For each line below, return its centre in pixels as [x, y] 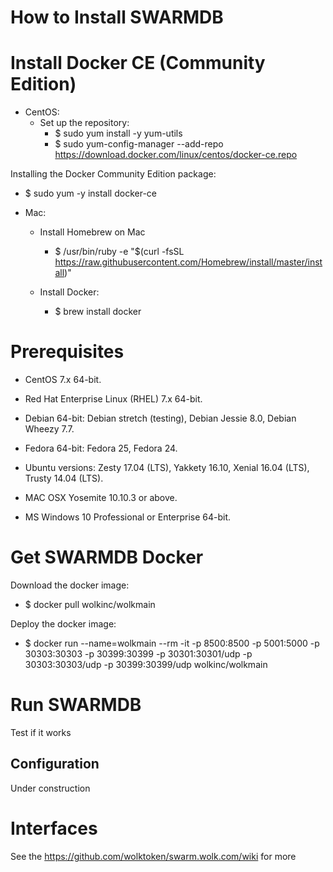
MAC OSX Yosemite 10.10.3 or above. [101, 498]
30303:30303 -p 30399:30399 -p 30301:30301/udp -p [138, 654]
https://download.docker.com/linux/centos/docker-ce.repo [176, 155]
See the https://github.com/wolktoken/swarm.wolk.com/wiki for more [153, 856]
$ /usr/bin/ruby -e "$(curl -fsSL [119, 252]
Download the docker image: [70, 585]
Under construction [50, 788]
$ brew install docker [98, 312]
